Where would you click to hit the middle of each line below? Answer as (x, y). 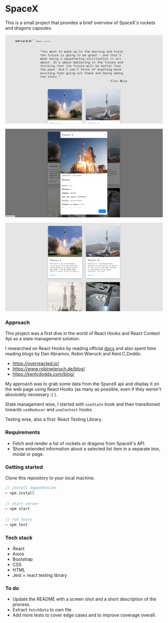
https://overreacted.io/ (35, 363)
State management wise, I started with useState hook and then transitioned (82, 404)
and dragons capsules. (29, 28)
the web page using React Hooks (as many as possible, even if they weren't (83, 389)
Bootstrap (22, 559)
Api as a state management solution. (43, 339)
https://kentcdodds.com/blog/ (43, 374)
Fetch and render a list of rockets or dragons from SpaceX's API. (79, 443)
